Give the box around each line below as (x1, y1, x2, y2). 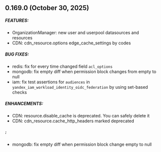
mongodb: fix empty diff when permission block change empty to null (12, 141, 152, 148)
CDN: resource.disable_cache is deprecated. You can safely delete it (12, 113, 150, 119)
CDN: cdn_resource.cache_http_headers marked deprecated (12, 118, 135, 124)
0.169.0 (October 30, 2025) (5, 4, 89, 12)
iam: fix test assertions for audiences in (12, 79, 90, 85)
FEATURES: (5, 17, 29, 23)
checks (12, 90, 27, 95)
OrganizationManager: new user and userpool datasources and (12, 30, 140, 36)
